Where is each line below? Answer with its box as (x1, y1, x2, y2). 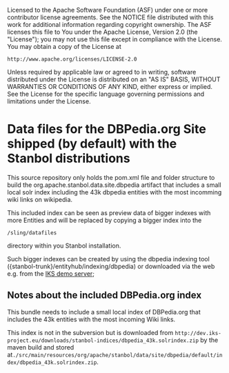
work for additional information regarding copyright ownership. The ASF (7, 21, 212, 28)
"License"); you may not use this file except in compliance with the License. (7, 35, 223, 43)
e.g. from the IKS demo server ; (7, 269, 95, 278)
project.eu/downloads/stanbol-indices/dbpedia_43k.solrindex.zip (7, 337, 199, 344)
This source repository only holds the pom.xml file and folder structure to (7, 173, 215, 181)
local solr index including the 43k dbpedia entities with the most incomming (7, 188, 222, 196)
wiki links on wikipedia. (7, 195, 73, 203)
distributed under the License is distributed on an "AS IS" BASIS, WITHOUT (7, 75, 221, 83)
